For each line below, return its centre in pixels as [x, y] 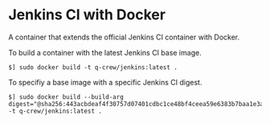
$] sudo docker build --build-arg [66, 97]
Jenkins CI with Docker [87, 15]
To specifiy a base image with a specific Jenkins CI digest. [105, 82]
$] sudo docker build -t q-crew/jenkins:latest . [93, 67]
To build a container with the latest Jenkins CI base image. [105, 52]
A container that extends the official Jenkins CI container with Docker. [124, 37]
